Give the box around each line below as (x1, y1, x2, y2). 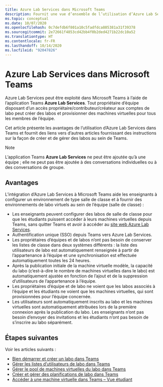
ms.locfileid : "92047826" (5, 48, 57, 52)
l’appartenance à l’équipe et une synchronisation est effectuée (12, 252, 137, 258)
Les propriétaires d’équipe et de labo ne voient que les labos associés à (12, 284, 155, 289)
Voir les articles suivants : (5, 347, 56, 353)
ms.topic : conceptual (5, 16, 49, 21)
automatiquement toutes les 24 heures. (12, 258, 91, 264)
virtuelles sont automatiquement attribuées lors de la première (12, 304, 137, 310)
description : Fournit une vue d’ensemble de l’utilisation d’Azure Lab (5, 12, 153, 17)
